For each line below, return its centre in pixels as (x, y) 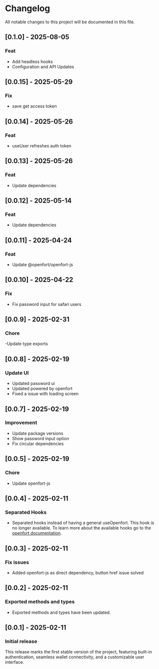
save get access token (34, 106)
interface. (14, 662)
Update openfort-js (31, 483)
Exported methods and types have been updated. (61, 612)
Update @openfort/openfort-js (43, 265)
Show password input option (40, 438)
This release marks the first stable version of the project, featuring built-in (79, 652)
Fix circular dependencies (38, 444)
